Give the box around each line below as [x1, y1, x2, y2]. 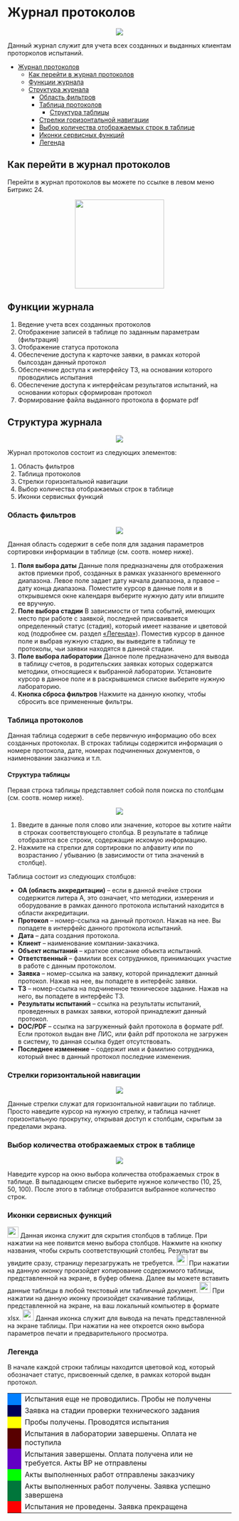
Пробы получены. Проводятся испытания [24, 1417, 169, 1427]
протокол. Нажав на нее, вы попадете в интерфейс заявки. [17, 977, 198, 986]
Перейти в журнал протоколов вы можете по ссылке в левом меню [7, 177, 215, 186]
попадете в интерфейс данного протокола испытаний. [17, 924, 183, 932]
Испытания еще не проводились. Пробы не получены [24, 1394, 211, 1404]
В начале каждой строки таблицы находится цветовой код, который [7, 1363, 216, 1372]
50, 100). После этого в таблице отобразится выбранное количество [7, 1184, 216, 1193]
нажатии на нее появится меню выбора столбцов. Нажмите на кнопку [7, 1239, 223, 1248]
